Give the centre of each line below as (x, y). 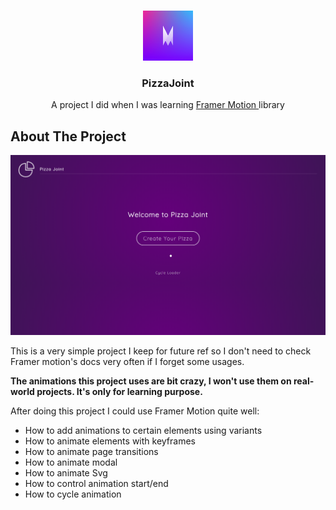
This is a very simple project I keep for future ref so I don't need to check (161, 351)
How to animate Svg (66, 473)
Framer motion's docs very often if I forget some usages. (127, 362)
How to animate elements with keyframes (110, 441)
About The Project (68, 136)
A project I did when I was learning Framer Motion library (168, 105)
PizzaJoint (168, 83)
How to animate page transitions (91, 452)
